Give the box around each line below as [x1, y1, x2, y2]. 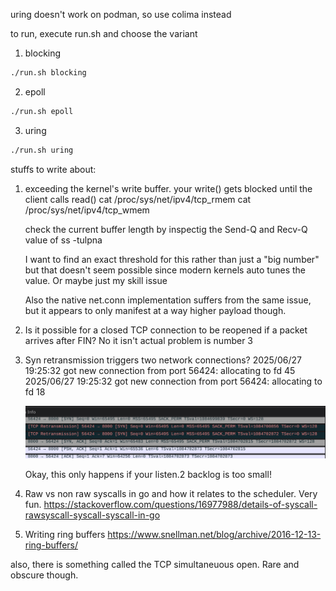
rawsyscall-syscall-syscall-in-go [24, 509, 161, 521]
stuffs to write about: [10, 163, 97, 175]
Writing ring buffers [24, 529, 106, 541]
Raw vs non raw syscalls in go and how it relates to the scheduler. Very [24, 488, 318, 500]
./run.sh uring [10, 145, 74, 155]
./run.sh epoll [10, 106, 74, 116]
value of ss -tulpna [24, 234, 103, 246]
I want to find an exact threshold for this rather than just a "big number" [24, 253, 320, 265]
